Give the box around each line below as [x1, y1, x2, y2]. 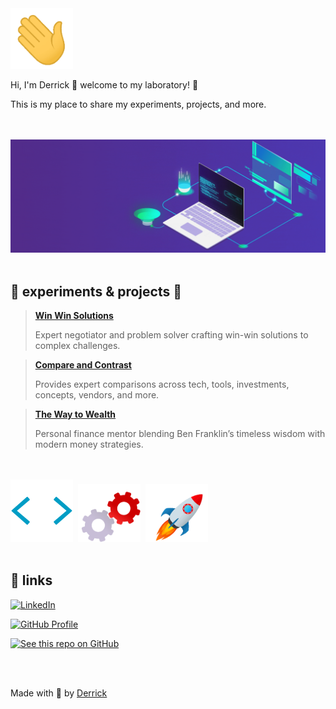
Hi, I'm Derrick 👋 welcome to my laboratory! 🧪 [10, 79, 199, 91]
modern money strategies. [34, 438, 144, 451]
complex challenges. [34, 340, 121, 352]
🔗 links [10, 572, 53, 589]
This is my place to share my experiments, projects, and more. [10, 98, 267, 111]
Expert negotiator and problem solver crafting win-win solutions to [34, 329, 309, 341]
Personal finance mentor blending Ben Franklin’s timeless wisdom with [34, 428, 326, 440]
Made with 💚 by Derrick [10, 687, 108, 699]
